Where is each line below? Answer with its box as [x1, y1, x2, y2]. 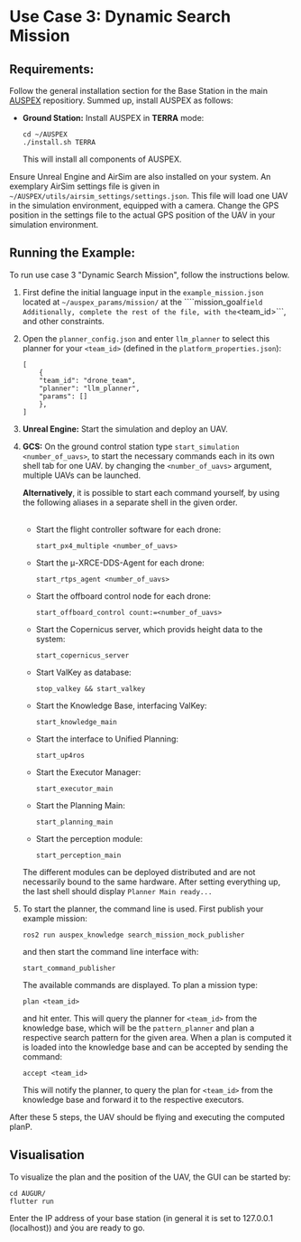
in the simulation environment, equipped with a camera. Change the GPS [9, 201, 279, 210]
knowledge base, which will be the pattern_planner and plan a [22, 1023, 255, 1033]
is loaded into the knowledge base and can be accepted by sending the [22, 1041, 288, 1052]
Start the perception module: [35, 833, 143, 844]
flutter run [9, 1197, 54, 1206]
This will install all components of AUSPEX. [22, 154, 182, 164]
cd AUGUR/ [9, 1189, 47, 1198]
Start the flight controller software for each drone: [35, 524, 222, 535]
